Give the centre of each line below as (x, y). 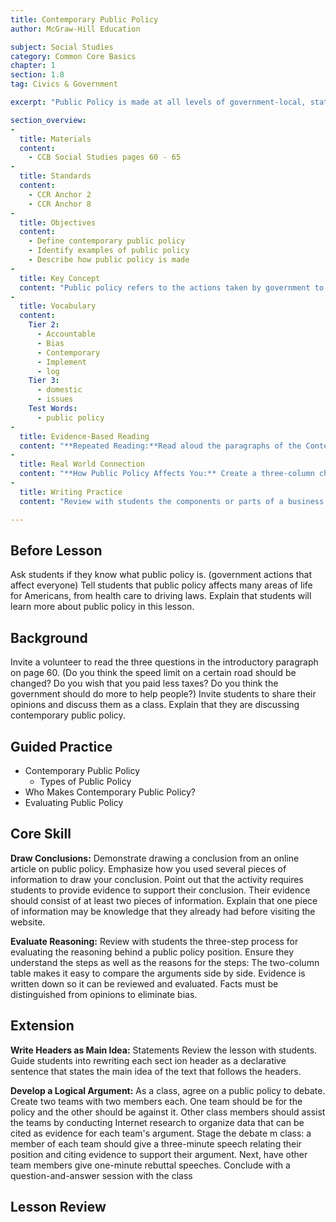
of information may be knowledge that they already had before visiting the (163, 911)
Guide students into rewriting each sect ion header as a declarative (148, 1060)
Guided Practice (61, 746)
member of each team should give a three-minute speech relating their (156, 1143)
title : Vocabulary (58, 306)
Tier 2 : (44, 325)
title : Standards (55, 176)
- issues (55, 399)
